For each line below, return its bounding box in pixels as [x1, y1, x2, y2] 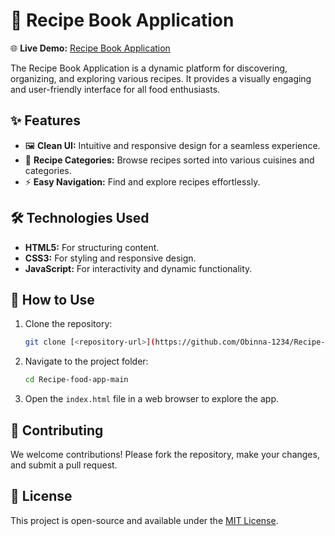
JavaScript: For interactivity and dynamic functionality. [24, 262, 253, 274]
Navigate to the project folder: [24, 355, 149, 368]
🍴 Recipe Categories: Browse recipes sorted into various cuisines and [24, 154, 315, 166]
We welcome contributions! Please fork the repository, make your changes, [10, 448, 320, 460]
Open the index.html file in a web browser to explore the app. [24, 393, 280, 405]
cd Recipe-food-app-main [24, 375, 129, 385]
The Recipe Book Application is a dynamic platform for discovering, [10, 62, 288, 74]
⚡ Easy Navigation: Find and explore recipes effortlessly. [24, 175, 261, 188]
